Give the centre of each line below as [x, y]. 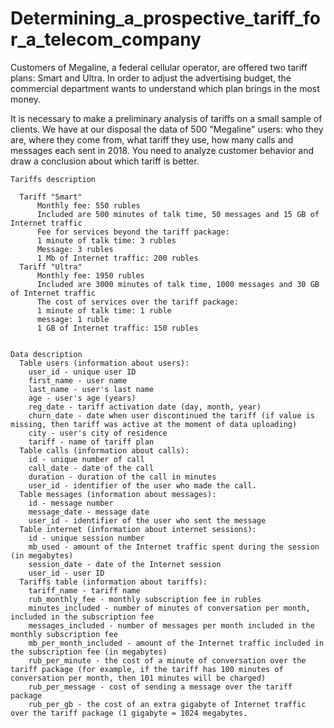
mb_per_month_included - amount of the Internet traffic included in [176, 643]
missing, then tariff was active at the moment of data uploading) [154, 424]
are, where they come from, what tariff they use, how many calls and [152, 139]
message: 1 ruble [73, 319]
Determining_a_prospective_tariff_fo [166, 18]
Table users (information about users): [104, 363]
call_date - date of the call [91, 468]
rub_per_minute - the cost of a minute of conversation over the [167, 660]
